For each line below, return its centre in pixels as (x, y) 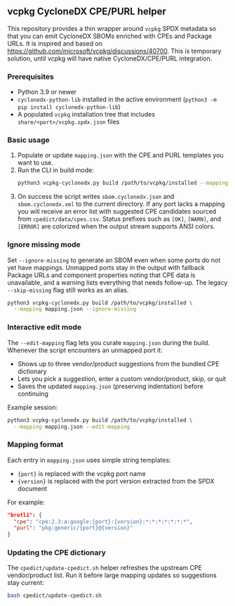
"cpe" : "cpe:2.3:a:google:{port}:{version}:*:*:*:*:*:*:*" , (103, 522)
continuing (33, 394)
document (32, 489)
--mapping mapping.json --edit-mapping (72, 427)
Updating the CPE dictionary (57, 553)
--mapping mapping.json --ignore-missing (75, 309)
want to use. (35, 163)
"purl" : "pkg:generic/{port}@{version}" (73, 528)
